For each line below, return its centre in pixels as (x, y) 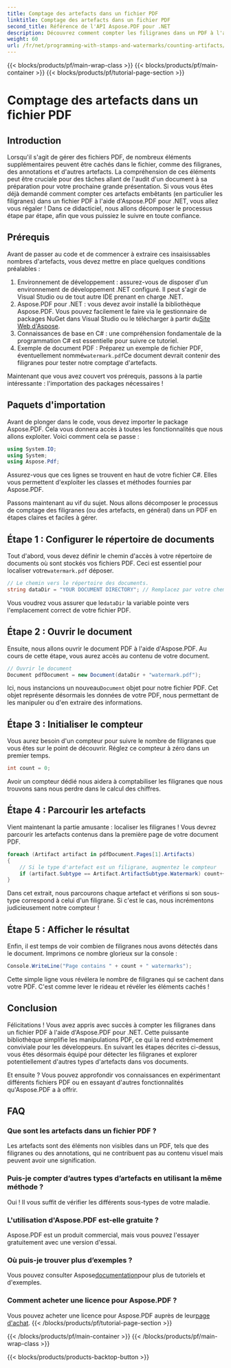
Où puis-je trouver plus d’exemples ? (70, 1260)
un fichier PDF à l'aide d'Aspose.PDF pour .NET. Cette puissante (98, 1032)
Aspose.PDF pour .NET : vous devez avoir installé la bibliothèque (109, 304)
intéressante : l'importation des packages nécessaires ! (85, 383)
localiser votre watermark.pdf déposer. (60, 571)
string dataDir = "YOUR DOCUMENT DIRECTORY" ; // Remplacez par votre (109, 589)
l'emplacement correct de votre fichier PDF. (69, 610)
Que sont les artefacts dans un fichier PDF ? (82, 1131)
